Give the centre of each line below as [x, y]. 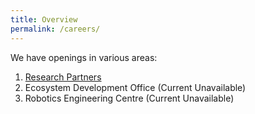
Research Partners [63, 77]
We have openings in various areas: [84, 57]
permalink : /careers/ [55, 29]
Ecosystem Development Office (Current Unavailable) [135, 87]
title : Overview [44, 19]
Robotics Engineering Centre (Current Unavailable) [129, 98]
